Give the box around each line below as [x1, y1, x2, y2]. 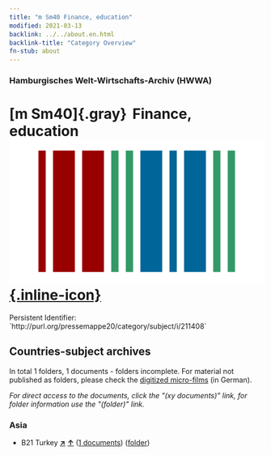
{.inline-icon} [9, 286, 102, 304]
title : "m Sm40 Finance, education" [9, 13, 133, 21]
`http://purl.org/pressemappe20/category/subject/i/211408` [9, 321, 207, 331]
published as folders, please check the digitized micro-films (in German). [9, 375, 252, 385]
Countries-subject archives [9, 345, 151, 359]
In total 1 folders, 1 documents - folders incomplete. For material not [9, 366, 235, 376]
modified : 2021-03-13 [9, 21, 83, 30]
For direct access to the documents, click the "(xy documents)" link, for [9, 390, 248, 400]
